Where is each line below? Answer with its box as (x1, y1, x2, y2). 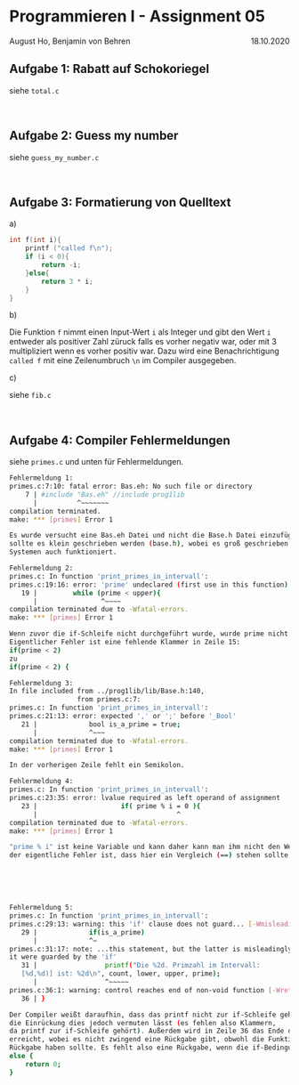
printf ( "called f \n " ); (25, 244, 114, 253)
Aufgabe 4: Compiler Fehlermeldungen (9, 433, 231, 448)
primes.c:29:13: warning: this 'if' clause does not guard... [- (9, 919, 256, 928)
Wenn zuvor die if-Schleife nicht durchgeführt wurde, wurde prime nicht (9, 629, 289, 638)
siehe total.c (9, 85, 60, 95)
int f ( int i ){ (9, 236, 62, 245)
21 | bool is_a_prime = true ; (20, 719, 181, 729)
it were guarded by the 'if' (9, 952, 117, 962)
